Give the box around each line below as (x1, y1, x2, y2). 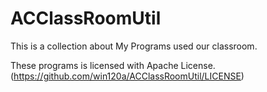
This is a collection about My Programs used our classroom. (10, 40, 258, 52)
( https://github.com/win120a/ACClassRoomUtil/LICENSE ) (10, 70, 245, 82)
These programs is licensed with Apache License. (10, 59, 216, 71)
